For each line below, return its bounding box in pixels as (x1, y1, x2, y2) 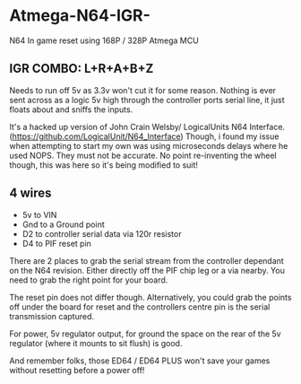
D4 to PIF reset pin (21, 238, 92, 249)
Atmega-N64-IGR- (9, 5, 150, 26)
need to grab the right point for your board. (9, 275, 168, 285)
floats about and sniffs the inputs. (9, 104, 133, 115)
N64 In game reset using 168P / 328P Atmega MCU (9, 35, 199, 46)
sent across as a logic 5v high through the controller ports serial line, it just (9, 94, 285, 105)
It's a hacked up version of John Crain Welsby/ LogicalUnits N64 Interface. (9, 121, 285, 132)
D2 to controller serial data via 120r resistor (21, 228, 182, 239)
